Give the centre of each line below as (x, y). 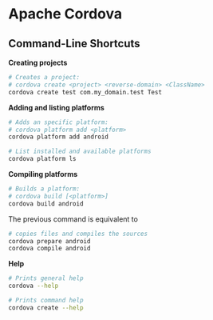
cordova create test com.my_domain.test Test (85, 92)
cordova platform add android (59, 137)
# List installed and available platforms (80, 152)
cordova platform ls (43, 159)
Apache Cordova (65, 14)
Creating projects (38, 62)
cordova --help (34, 286)
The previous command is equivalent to (73, 219)
